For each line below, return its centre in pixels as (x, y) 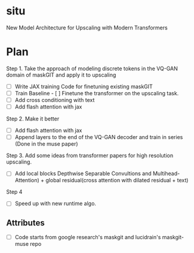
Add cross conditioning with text (55, 100)
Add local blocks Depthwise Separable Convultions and (83, 174)
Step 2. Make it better (33, 119)
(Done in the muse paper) (47, 144)
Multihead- (166, 174)
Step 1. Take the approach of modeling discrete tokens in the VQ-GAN (92, 68)
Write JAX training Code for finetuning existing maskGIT (84, 86)
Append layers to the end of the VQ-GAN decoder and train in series (99, 137)
